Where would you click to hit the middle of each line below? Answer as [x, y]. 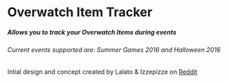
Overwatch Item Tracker [80, 12]
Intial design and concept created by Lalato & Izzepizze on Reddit [102, 72]
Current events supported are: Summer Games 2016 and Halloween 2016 [114, 50]
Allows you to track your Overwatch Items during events [92, 32]
